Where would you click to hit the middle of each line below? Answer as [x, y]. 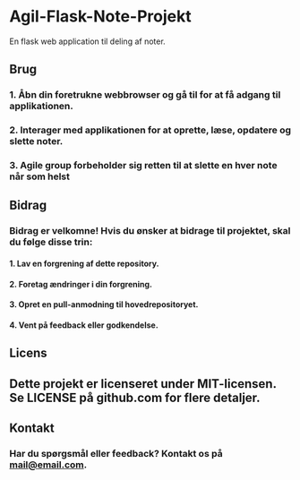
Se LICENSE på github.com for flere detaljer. [135, 397]
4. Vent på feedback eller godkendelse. [84, 325]
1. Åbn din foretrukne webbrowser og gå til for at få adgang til [145, 95]
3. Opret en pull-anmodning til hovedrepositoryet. [104, 304]
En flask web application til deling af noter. [87, 41]
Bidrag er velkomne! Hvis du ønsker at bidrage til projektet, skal [150, 231]
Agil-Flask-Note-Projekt [100, 17]
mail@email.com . [48, 465]
